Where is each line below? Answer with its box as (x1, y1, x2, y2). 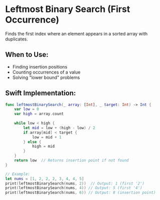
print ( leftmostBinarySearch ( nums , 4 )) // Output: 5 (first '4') (5, 185, 142, 190)
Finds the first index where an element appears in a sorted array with (5, 30, 148, 36)
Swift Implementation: (5, 89, 76, 97)
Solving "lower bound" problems (12, 74, 80, 80)
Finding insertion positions (12, 63, 68, 69)
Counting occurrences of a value (12, 69, 81, 75)
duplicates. (5, 36, 29, 42)
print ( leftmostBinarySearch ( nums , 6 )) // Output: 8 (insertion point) (5, 190, 156, 195)
